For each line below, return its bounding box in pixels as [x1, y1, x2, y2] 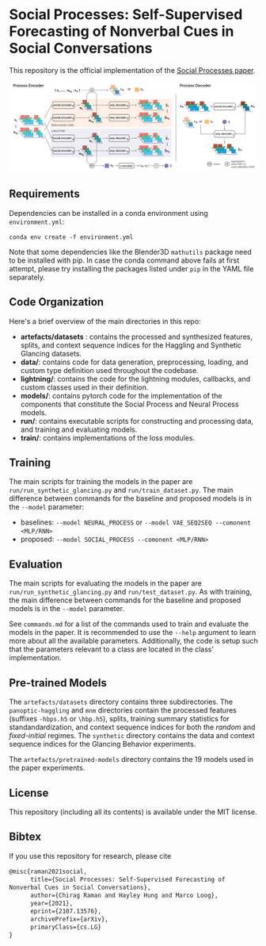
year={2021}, [29, 899, 74, 907]
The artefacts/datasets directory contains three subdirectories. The [9, 697, 233, 707]
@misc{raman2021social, [9, 867, 88, 875]
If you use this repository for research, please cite [9, 851, 172, 860]
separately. [9, 272, 46, 282]
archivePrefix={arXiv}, [29, 915, 109, 923]
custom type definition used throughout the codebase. [20, 365, 199, 375]
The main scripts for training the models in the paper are [9, 477, 193, 486]
